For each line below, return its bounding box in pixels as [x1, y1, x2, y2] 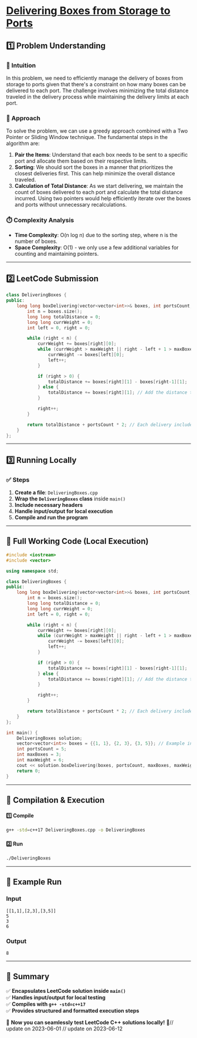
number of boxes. [14, 238, 57, 245]
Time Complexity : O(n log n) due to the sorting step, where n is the [14, 232, 178, 239]
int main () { [6, 729, 38, 736]
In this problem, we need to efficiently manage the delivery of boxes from [6, 75, 184, 82]
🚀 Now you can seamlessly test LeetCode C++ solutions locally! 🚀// [6, 1019, 174, 1026]
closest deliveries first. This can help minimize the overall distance [14, 170, 175, 177]
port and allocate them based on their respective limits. [14, 157, 148, 165]
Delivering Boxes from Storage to [6, 4, 171, 18]
